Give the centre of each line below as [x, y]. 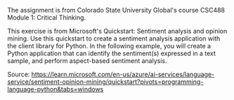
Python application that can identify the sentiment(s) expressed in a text [112, 53]
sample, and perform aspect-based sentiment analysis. [87, 61]
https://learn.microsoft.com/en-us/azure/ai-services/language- [123, 74]
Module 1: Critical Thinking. [47, 17]
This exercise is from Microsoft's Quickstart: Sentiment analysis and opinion [117, 31]
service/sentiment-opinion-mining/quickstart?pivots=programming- [105, 82]
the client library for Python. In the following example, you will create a [109, 46]
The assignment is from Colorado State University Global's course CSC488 [116, 10]
